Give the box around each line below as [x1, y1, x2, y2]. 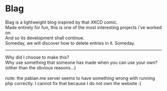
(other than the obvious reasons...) [5, 64, 76, 70]
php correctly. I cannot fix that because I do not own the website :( [5, 80, 142, 86]
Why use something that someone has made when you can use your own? [5, 60, 158, 65]
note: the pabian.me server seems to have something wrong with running [5, 75, 155, 81]
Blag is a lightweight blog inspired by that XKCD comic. [5, 19, 118, 25]
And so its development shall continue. [5, 35, 84, 41]
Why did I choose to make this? [5, 54, 70, 60]
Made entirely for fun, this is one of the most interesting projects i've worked [5, 24, 162, 30]
